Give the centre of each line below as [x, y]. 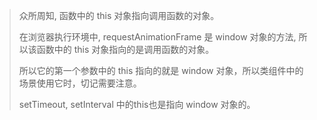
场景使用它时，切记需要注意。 [80, 83]
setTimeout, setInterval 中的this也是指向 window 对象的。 [137, 104]
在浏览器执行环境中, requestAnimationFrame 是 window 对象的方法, [157, 37]
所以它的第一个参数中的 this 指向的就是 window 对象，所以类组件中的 [161, 70]
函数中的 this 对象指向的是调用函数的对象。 [125, 49]
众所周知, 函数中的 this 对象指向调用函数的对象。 [119, 15]
